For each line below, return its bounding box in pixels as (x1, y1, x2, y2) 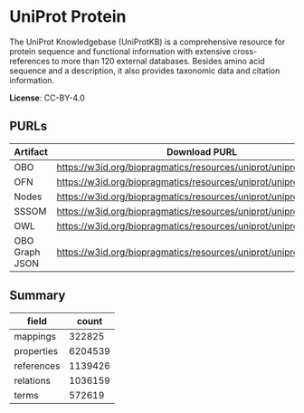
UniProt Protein (9, 6, 127, 27)
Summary (9, 288, 66, 303)
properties (14, 344, 59, 357)
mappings (14, 330, 57, 342)
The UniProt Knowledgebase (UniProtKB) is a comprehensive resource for (9, 36, 286, 47)
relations (14, 374, 52, 387)
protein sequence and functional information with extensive (9, 45, 232, 56)
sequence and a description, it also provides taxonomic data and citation (9, 65, 280, 76)
